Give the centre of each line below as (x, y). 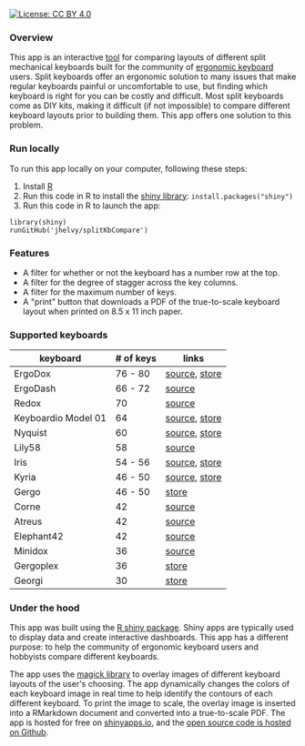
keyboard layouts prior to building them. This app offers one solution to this (150, 116)
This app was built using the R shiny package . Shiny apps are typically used (152, 628)
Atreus (28, 521)
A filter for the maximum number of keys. (100, 292)
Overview (31, 37)
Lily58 (27, 448)
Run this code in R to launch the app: (91, 206)
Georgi (29, 580)
